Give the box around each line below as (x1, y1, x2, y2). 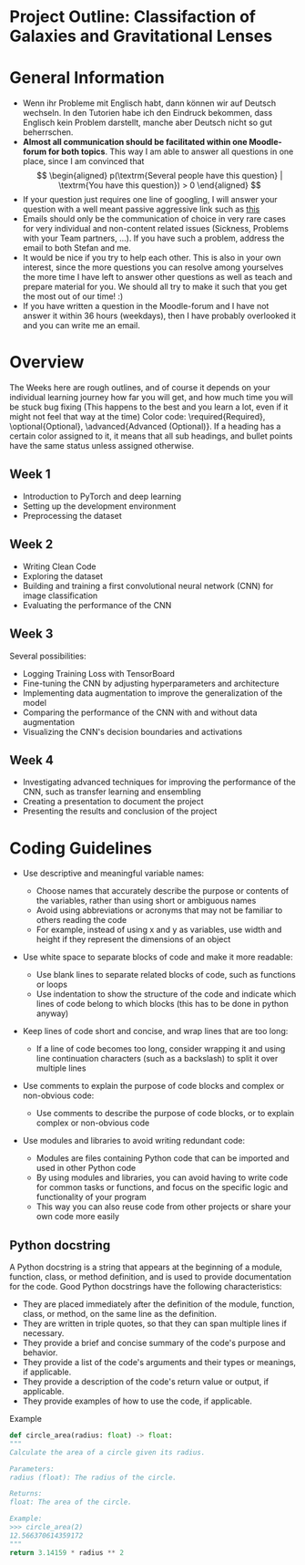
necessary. (22, 1328, 65, 1339)
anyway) (36, 1008, 69, 1019)
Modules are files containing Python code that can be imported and (36, 1153, 290, 1164)
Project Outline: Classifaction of (9, 6, 257, 27)
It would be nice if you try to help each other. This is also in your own (22, 253, 282, 264)
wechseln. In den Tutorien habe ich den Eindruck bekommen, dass (22, 108, 273, 119)
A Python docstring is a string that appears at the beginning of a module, (9, 1261, 282, 1273)
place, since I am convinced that (22, 156, 145, 167)
